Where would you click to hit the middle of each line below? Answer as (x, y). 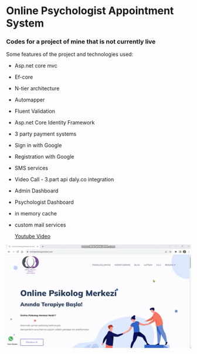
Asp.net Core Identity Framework (55, 123)
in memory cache (36, 214)
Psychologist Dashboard (44, 202)
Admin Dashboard (36, 191)
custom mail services (40, 225)
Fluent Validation (35, 111)
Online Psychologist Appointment (90, 11)
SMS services (31, 168)
